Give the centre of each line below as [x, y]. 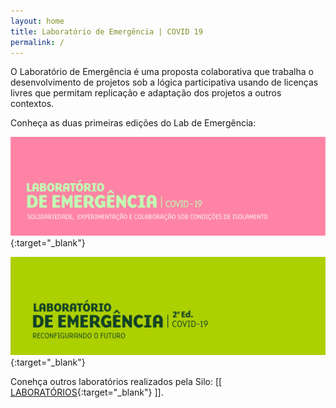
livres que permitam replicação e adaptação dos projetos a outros [146, 93]
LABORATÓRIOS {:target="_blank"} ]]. [87, 392]
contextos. [32, 104]
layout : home [37, 21]
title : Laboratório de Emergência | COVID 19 [106, 31]
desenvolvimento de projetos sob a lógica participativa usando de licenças [164, 82]
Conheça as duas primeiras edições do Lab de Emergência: [133, 123]
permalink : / [37, 42]
